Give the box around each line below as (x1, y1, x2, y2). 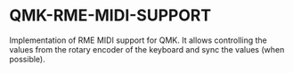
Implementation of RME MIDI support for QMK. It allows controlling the (9, 35, 267, 45)
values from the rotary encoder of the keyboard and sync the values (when (9, 44, 285, 54)
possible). (9, 53, 46, 64)
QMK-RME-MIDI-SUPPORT (9, 5, 212, 26)
